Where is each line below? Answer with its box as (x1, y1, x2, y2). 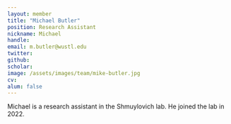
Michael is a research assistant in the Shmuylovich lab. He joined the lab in (7, 102, 225, 111)
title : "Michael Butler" (7, 17, 81, 24)
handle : (7, 37, 30, 44)
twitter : (7, 50, 33, 57)
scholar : (7, 63, 33, 70)
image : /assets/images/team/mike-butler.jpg (7, 69, 141, 77)
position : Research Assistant (7, 23, 97, 30)
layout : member (7, 10, 52, 18)
